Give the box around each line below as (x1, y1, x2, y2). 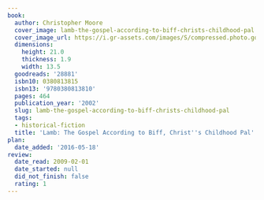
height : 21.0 (21, 48, 65, 56)
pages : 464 (14, 92, 50, 100)
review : (7, 150, 33, 158)
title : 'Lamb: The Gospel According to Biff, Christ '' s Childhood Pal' (14, 128, 255, 136)
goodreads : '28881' (14, 70, 79, 78)
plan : (7, 135, 25, 144)
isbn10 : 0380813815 (14, 77, 79, 85)
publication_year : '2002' (14, 99, 100, 107)
